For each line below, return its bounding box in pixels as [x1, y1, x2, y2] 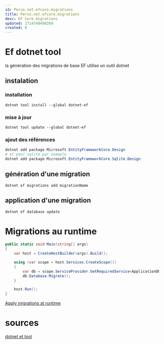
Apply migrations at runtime [5, 300, 61, 306]
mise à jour [5, 114, 32, 120]
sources [5, 318, 39, 328]
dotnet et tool [5, 334, 32, 340]
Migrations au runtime [5, 226, 97, 237]
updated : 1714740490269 [5, 21, 54, 26]
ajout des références [5, 136, 55, 143]
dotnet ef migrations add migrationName [5, 183, 89, 188]
